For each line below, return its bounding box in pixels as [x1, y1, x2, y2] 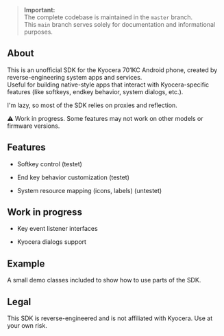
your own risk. [7, 322, 48, 330]
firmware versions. [7, 122, 60, 130]
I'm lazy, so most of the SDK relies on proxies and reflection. [7, 101, 178, 109]
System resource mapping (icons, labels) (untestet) [16, 186, 162, 194]
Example [7, 258, 45, 269]
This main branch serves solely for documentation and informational [23, 21, 216, 28]
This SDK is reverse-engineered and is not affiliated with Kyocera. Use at [7, 314, 213, 322]
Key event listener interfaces [16, 225, 98, 233]
